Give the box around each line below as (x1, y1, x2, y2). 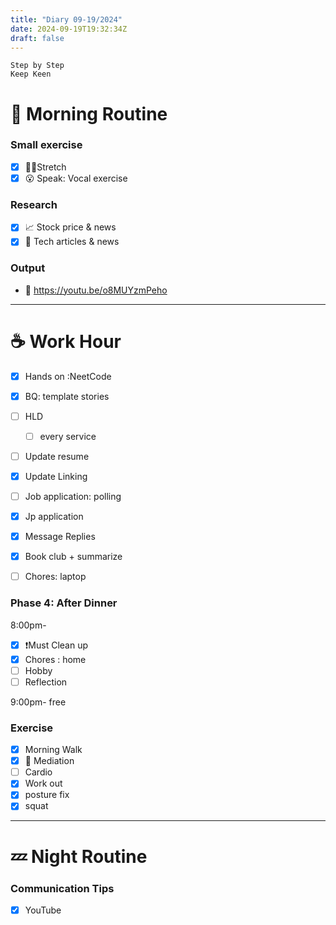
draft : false (10, 33, 65, 43)
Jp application (24, 511, 84, 523)
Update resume (24, 450, 90, 462)
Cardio (24, 766, 53, 778)
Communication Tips (10, 881, 115, 895)
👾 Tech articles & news (24, 236, 120, 248)
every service (39, 430, 97, 442)
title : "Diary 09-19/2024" (10, 14, 123, 25)
